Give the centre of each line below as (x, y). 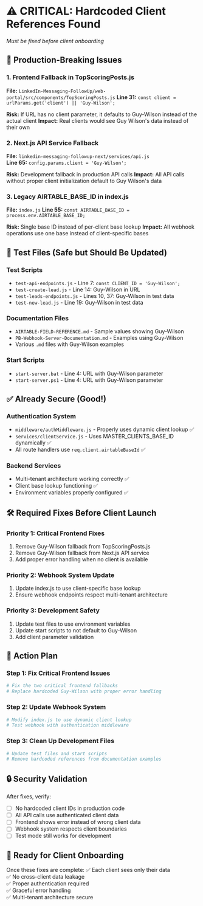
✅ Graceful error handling (39, 890)
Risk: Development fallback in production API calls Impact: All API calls (95, 174)
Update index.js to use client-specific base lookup (78, 589)
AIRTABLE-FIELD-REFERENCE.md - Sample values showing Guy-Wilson (99, 331)
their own (18, 127)
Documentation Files (37, 318)
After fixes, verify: (29, 797)
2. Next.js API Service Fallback (53, 143)
